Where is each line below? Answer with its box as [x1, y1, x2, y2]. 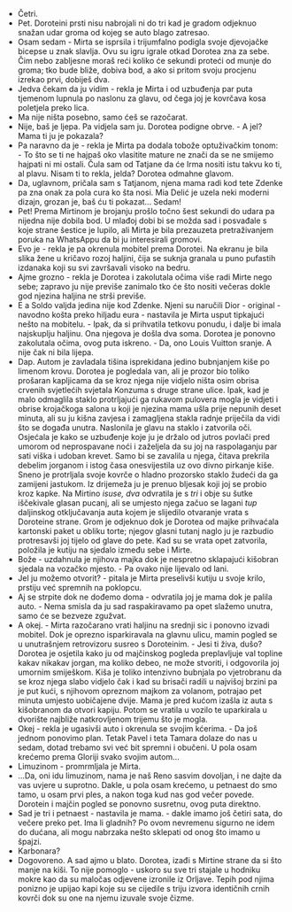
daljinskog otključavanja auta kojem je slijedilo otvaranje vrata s [17, 507, 250, 517]
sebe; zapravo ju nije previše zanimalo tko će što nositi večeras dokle [17, 282, 271, 291]
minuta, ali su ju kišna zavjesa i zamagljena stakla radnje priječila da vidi [17, 413, 280, 423]
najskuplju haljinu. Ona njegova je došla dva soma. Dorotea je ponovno [17, 328, 276, 338]
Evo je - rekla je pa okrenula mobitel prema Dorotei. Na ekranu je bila [17, 243, 268, 254]
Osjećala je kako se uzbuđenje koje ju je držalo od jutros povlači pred [17, 432, 271, 442]
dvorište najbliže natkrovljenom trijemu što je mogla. [17, 714, 208, 724]
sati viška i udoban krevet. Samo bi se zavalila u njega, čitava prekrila [17, 451, 270, 460]
